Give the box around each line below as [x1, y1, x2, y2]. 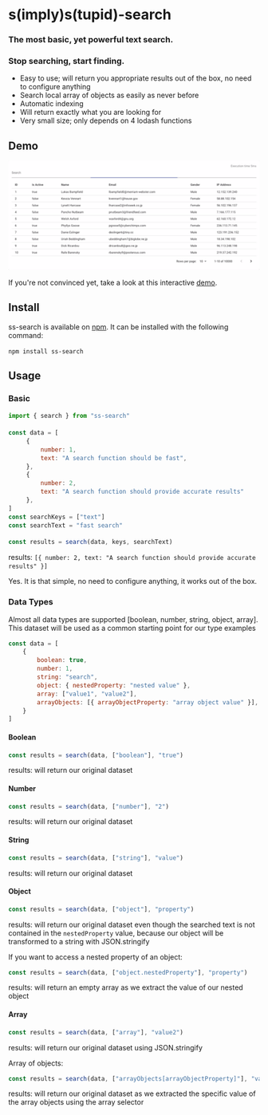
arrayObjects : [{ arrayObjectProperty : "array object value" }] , [37, 698, 259, 707]
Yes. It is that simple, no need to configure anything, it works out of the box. [8, 577, 258, 586]
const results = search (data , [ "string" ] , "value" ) [8, 853, 183, 862]
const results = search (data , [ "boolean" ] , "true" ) [8, 751, 183, 759]
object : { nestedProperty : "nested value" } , [37, 681, 191, 689]
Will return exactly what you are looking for [19, 108, 162, 117]
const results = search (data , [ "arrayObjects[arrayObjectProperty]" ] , [8, 1074, 248, 1082]
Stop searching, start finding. [8, 56, 125, 67]
